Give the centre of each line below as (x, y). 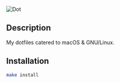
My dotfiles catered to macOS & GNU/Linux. (61, 42)
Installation (28, 61)
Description (28, 28)
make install (22, 75)
